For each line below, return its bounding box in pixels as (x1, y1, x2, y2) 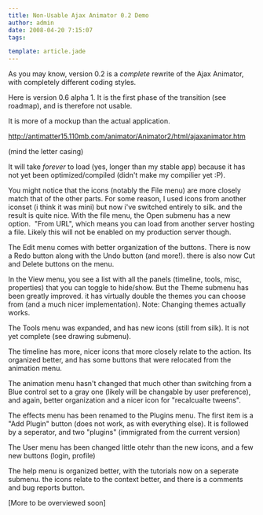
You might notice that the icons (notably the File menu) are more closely (8, 186, 242, 195)
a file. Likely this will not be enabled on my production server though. (8, 227, 232, 237)
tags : (8, 33, 26, 42)
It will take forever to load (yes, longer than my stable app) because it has (8, 162, 246, 171)
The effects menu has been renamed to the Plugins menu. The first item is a (8, 410, 254, 421)
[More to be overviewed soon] (8, 498, 106, 508)
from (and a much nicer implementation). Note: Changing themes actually (8, 300, 246, 309)
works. (8, 308, 31, 318)
